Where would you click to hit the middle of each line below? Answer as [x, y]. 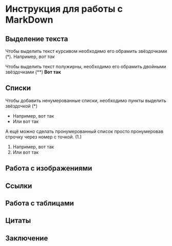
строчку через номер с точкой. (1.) [44, 137]
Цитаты [18, 221]
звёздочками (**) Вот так [33, 72]
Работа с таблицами [40, 203]
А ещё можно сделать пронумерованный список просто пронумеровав [84, 131]
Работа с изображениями [49, 168]
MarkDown [29, 20]
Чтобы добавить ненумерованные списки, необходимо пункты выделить [86, 100]
